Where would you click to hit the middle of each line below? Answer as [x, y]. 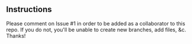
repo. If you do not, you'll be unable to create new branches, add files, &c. [96, 30]
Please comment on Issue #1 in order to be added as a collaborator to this [96, 23]
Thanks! [16, 36]
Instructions [29, 10]
